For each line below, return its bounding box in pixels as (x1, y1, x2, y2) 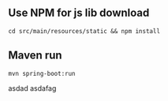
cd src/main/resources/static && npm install (8, 27, 160, 35)
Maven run (8, 49, 62, 62)
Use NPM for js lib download (8, 6, 150, 20)
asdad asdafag (8, 83, 57, 93)
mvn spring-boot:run (8, 69, 77, 77)
